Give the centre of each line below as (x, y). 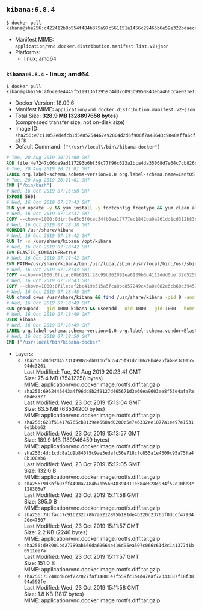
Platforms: (28, 52)
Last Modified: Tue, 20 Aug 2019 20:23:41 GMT (82, 371)
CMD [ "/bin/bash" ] (29, 186)
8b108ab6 (35, 458)
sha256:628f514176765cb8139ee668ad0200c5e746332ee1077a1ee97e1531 (109, 422)
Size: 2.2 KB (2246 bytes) (56, 532)
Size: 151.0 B (39, 563)
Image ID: (27, 129)
